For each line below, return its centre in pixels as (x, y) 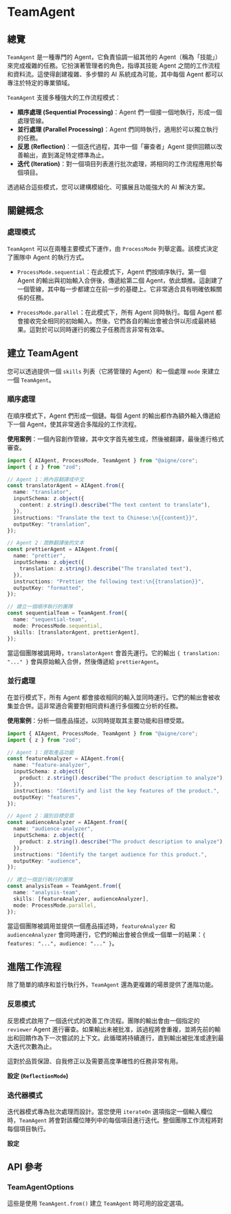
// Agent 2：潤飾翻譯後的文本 (46, 543)
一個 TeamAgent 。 (31, 380)
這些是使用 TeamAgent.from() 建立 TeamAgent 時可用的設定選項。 (97, 1203)
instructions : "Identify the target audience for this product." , (110, 854)
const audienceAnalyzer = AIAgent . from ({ (67, 823)
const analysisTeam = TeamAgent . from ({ (64, 886)
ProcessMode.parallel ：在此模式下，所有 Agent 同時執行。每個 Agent (115, 312)
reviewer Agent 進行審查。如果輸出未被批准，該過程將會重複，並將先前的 (111, 1029)
